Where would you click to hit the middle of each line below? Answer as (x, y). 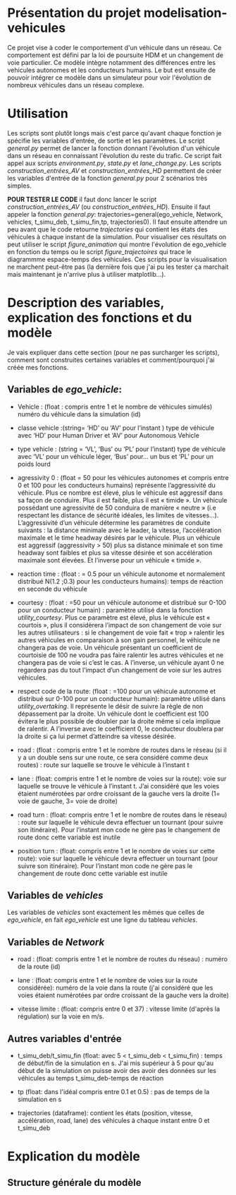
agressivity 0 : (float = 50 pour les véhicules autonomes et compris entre (123, 477)
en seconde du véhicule (52, 589)
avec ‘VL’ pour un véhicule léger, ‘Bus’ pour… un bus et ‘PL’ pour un (115, 456)
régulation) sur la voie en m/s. (61, 1016)
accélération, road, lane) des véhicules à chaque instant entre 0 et (113, 1121)
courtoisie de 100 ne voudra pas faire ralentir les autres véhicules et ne (120, 655)
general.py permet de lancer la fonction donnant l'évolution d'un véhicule (114, 148)
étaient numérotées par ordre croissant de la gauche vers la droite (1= (119, 793)
